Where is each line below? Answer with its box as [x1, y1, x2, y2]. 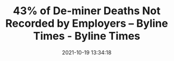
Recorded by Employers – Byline [5, 17, 169, 30]
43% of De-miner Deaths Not [13, 4, 161, 18]
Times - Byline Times [33, 30, 141, 43]
